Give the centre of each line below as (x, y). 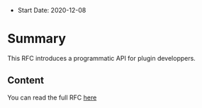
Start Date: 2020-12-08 (52, 10)
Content (26, 80)
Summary (37, 39)
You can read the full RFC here (52, 97)
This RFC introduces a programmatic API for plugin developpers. (102, 58)
